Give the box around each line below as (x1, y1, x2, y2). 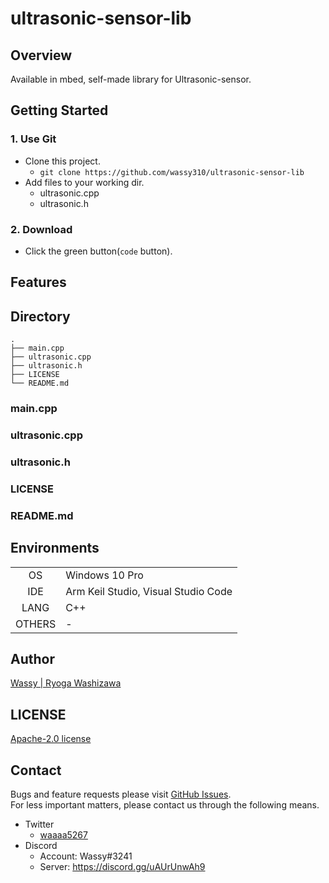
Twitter (24, 818, 55, 831)
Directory (10, 308, 71, 325)
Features (10, 274, 67, 291)
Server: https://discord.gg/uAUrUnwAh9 (39, 861, 206, 873)
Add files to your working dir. (24, 176, 145, 188)
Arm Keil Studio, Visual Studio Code (65, 584, 233, 598)
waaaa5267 (39, 829, 88, 841)
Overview (10, 47, 73, 64)
